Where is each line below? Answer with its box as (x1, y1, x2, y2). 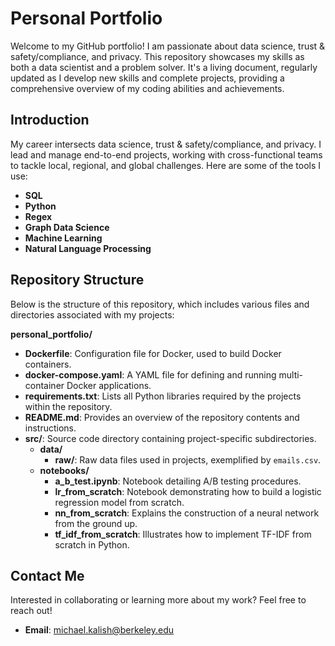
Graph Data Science (24, 221, 110, 233)
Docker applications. (66, 379, 152, 391)
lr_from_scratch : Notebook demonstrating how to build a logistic (54, 485, 322, 497)
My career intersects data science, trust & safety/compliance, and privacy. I (10, 138, 322, 150)
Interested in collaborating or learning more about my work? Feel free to (10, 594, 307, 606)
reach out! (10, 605, 53, 617)
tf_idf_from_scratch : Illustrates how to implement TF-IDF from (54, 528, 312, 540)
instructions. (24, 422, 77, 434)
